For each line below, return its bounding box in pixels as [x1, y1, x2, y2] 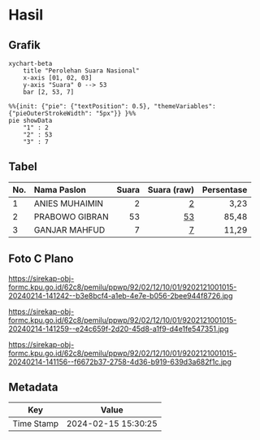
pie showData [8, 116, 53, 124]
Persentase [201, 184, 248, 195]
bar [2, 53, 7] [23, 88, 75, 96]
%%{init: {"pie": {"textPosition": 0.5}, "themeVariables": [8, 102, 217, 111]
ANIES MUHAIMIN [33, 198, 104, 209]
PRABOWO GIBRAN [33, 211, 109, 222]
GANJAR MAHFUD [33, 224, 106, 235]
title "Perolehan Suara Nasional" [23, 67, 140, 75]
